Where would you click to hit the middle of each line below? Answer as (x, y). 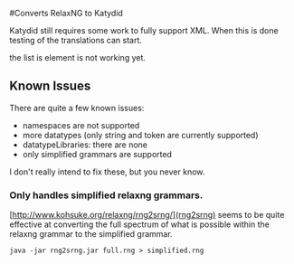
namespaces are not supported (81, 125)
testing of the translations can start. (76, 40)
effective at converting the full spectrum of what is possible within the (139, 224)
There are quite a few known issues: (77, 108)
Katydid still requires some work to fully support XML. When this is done (144, 30)
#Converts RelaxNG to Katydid (66, 13)
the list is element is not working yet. (78, 57)
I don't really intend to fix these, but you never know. (107, 172)
